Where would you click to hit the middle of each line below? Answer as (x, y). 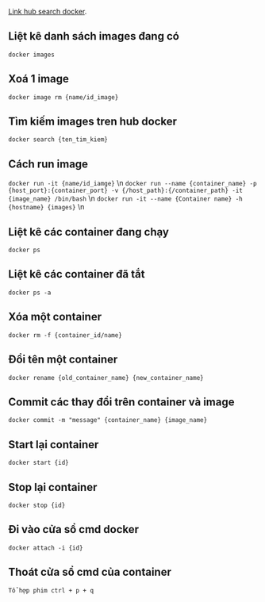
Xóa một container (55, 317)
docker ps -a (30, 293)
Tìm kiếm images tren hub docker (92, 122)
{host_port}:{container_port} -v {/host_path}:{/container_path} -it (126, 191)
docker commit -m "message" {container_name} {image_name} (108, 420)
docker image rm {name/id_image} (63, 97)
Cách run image (48, 164)
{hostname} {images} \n (46, 207)
